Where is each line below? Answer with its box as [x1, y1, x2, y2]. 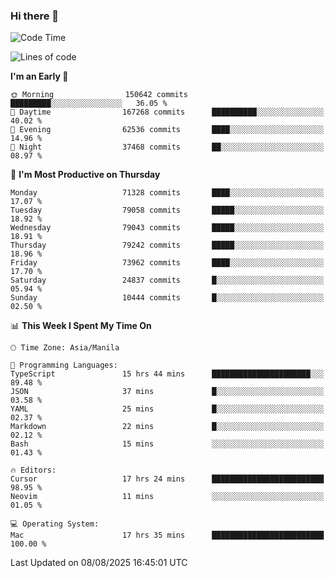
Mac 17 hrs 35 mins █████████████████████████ [10, 530, 325, 541]
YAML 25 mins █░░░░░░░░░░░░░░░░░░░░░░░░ [10, 404, 325, 414]
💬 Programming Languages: [10, 360, 118, 371]
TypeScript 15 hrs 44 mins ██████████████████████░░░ [10, 369, 325, 379]
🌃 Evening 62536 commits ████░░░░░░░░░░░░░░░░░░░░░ [10, 125, 325, 135]
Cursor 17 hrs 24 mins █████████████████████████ [10, 474, 325, 484]
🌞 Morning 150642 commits [10, 90, 188, 100]
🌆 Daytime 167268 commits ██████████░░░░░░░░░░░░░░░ [10, 107, 325, 118]
